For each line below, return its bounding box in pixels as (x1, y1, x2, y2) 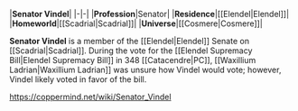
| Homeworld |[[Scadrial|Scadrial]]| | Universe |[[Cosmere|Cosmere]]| (9, 18, 264, 29)
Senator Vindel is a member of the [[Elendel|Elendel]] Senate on (9, 36, 250, 46)
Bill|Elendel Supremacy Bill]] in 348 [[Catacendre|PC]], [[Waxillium (9, 55, 256, 65)
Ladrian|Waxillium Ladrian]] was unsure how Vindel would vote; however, (9, 64, 282, 75)
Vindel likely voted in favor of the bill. (9, 74, 147, 85)
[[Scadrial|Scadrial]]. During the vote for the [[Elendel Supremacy (9, 45, 253, 56)
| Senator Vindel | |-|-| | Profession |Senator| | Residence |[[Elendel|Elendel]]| (9, 9, 290, 19)
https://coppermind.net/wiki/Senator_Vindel (9, 91, 172, 102)
